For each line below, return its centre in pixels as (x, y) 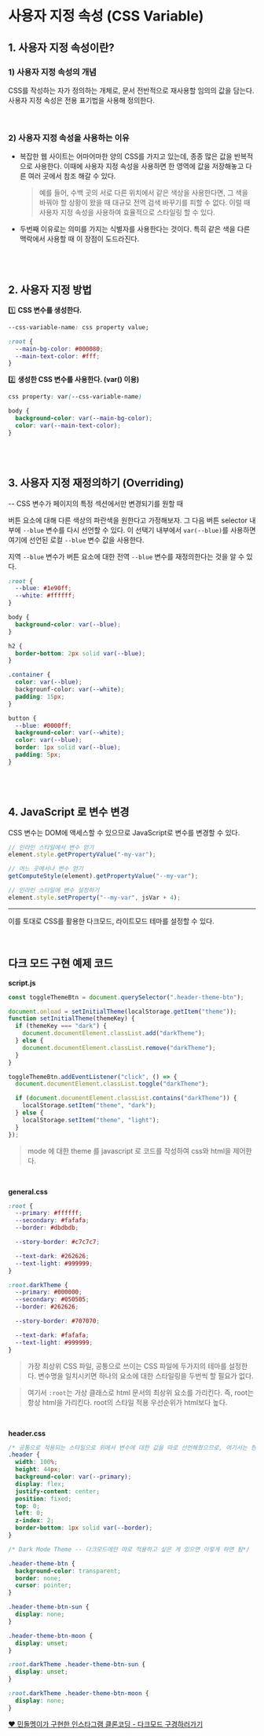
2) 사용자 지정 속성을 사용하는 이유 (69, 138)
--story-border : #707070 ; (58, 1321)
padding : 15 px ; (40, 696)
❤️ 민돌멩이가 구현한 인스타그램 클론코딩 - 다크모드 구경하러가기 (106, 1724)
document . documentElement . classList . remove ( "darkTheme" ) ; (119, 1048)
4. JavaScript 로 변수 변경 (69, 812)
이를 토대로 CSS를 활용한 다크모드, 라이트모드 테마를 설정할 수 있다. (111, 921)
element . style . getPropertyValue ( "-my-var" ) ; (82, 855)
